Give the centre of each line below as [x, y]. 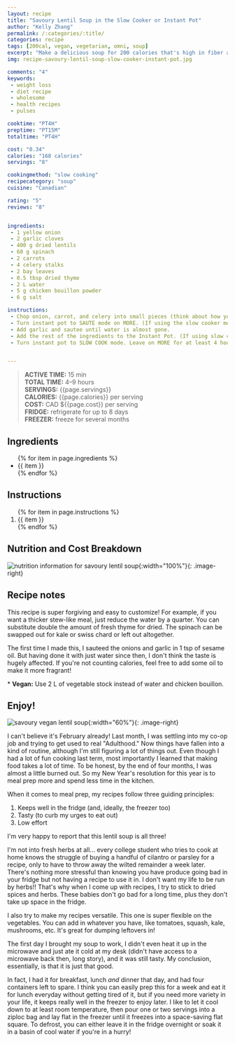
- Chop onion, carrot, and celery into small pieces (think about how [115, 316]
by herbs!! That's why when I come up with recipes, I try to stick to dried [112, 887]
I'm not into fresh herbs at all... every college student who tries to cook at [113, 850]
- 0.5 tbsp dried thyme [45, 278]
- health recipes [35, 105]
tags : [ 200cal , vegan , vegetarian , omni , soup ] [78, 46]
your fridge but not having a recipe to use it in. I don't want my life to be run [116, 880]
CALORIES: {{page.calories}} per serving [84, 397]
